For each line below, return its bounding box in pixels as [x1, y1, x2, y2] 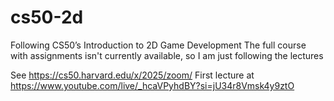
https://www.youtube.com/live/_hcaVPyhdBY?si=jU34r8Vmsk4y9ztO [10, 79, 295, 91]
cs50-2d [10, 6, 84, 29]
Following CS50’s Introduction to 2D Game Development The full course [10, 39, 307, 51]
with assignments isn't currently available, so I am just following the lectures [10, 49, 324, 61]
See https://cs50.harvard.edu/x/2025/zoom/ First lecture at [10, 69, 255, 81]
